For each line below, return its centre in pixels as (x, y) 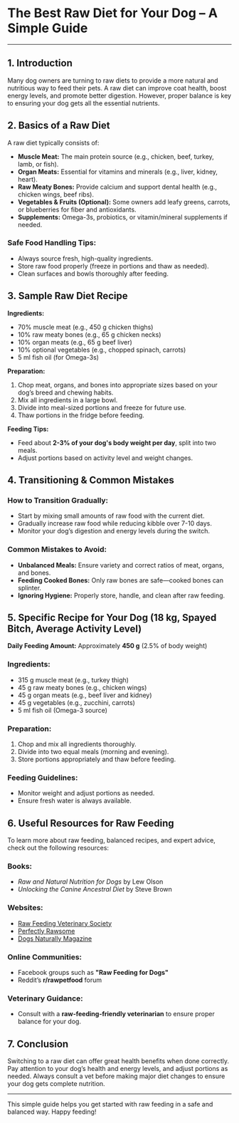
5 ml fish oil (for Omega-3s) (58, 357)
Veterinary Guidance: (45, 998)
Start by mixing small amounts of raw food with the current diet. (111, 516)
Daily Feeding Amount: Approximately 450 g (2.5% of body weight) (107, 646)
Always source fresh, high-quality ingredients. (85, 258)
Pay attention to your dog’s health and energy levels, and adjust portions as (118, 1069)
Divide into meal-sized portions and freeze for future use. (102, 407)
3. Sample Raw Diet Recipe (68, 296)
